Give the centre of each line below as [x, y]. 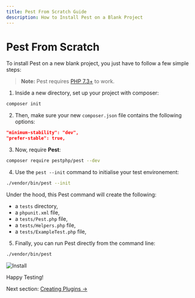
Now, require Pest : [38, 150]
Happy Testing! [25, 277]
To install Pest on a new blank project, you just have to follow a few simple [98, 63]
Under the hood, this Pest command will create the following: [81, 194]
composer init [24, 104]
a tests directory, [36, 206]
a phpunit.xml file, [37, 212]
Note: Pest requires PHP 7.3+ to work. [68, 81]
